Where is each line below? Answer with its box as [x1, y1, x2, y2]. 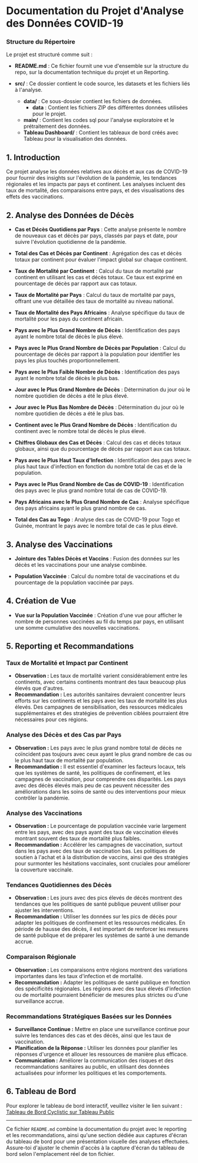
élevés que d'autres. [14, 685, 65, 692]
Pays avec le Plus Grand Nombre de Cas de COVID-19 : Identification [14, 481, 184, 488]
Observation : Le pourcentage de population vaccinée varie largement [14, 822, 187, 830]
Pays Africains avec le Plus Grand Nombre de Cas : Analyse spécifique [14, 498, 190, 505]
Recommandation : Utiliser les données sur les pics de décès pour [14, 913, 177, 920]
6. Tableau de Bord [6, 1086, 77, 1096]
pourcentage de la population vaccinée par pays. [14, 579, 134, 586]
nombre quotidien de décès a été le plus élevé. [14, 392, 128, 399]
